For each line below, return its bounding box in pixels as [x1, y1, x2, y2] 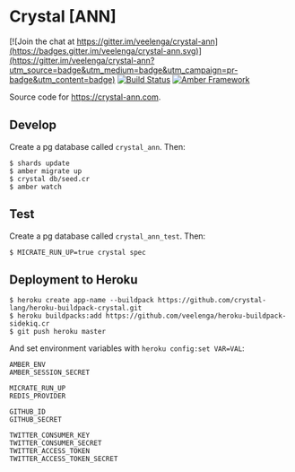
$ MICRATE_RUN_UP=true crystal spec [9, 248, 146, 257]
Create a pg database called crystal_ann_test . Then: [9, 231, 206, 241]
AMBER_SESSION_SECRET [9, 368, 91, 378]
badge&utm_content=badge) [9, 74, 116, 84]
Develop [9, 118, 56, 133]
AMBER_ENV [9, 361, 47, 370]
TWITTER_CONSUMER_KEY [9, 431, 91, 441]
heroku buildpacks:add [17, 311, 102, 320]
